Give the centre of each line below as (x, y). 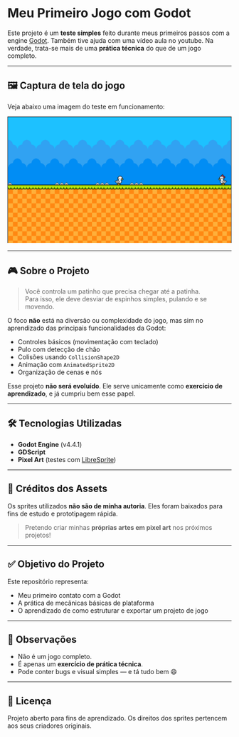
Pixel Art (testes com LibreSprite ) (67, 459)
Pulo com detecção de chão (59, 350)
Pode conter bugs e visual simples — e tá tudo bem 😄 (97, 672)
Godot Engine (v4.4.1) (50, 444)
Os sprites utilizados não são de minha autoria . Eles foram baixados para (115, 506)
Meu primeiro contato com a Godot (69, 595)
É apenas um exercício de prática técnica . (80, 664)
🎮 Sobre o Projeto (49, 270)
